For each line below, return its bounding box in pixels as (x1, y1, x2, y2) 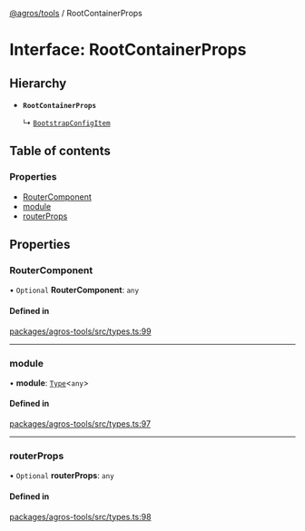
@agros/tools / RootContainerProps (9, 8, 143, 18)
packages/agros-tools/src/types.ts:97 (9, 418, 152, 429)
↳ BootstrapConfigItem (22, 117, 111, 128)
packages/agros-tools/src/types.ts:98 (9, 511, 152, 522)
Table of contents (9, 143, 111, 159)
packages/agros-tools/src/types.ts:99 (9, 326, 152, 337)
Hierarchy (9, 75, 67, 91)
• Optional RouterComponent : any (9, 285, 139, 296)
